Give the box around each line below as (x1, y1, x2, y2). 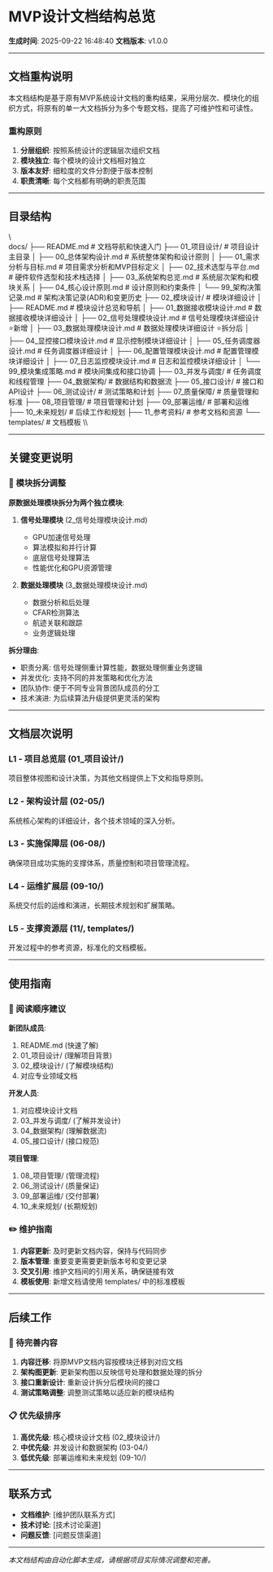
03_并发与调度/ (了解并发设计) (19, 1116, 121, 1126)
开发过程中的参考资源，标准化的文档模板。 (8, 942, 151, 953)
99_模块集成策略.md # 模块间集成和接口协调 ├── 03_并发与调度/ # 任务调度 (8, 366, 262, 375)
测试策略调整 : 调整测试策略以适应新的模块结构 (19, 1388, 175, 1398)
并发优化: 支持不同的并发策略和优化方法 (19, 673, 153, 683)
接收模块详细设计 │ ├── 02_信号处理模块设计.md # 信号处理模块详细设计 (15, 313, 260, 323)
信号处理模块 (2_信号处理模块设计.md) (19, 515, 148, 525)
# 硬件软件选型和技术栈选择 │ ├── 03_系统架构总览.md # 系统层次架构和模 (8, 272, 259, 282)
